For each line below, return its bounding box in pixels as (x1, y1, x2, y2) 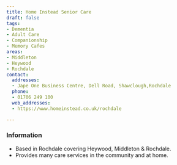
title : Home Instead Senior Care (6, 9, 92, 15)
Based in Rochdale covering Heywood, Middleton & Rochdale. (15, 145, 171, 152)
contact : (6, 71, 29, 78)
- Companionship (6, 37, 48, 43)
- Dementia (6, 26, 34, 32)
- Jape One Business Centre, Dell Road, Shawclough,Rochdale (12, 83, 171, 89)
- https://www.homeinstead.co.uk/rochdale (12, 105, 122, 112)
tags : (6, 20, 20, 26)
